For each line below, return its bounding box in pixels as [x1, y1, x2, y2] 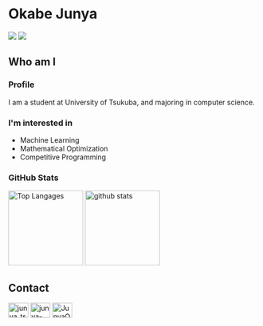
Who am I [8, 55, 56, 69]
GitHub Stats [8, 172, 59, 183]
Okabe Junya [8, 5, 98, 23]
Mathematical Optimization [19, 143, 108, 153]
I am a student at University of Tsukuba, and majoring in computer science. [8, 97, 255, 107]
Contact [8, 281, 49, 295]
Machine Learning [19, 135, 80, 144]
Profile [8, 79, 35, 90]
